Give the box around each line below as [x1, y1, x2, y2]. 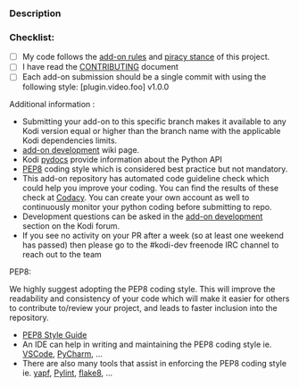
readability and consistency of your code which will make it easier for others [9, 293, 290, 304]
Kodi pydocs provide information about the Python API [21, 155, 223, 165]
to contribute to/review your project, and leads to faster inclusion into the [9, 303, 278, 314]
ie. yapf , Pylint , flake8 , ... [21, 367, 113, 378]
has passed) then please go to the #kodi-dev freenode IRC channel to [21, 240, 279, 250]
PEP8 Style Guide [21, 330, 87, 341]
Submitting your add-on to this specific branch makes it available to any [21, 116, 287, 127]
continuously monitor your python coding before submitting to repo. [21, 202, 272, 213]
